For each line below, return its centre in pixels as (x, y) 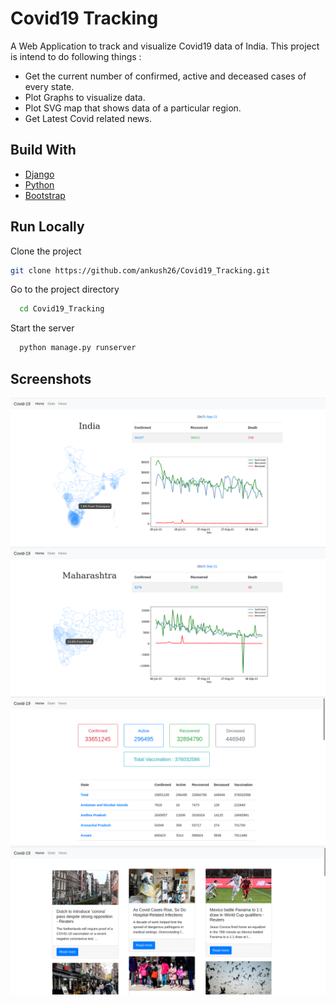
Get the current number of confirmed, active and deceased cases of (165, 76)
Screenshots (51, 378)
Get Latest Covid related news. (88, 118)
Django (39, 174)
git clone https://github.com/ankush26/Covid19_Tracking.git (140, 270)
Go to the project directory (65, 289)
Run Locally (47, 227)
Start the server (42, 328)
